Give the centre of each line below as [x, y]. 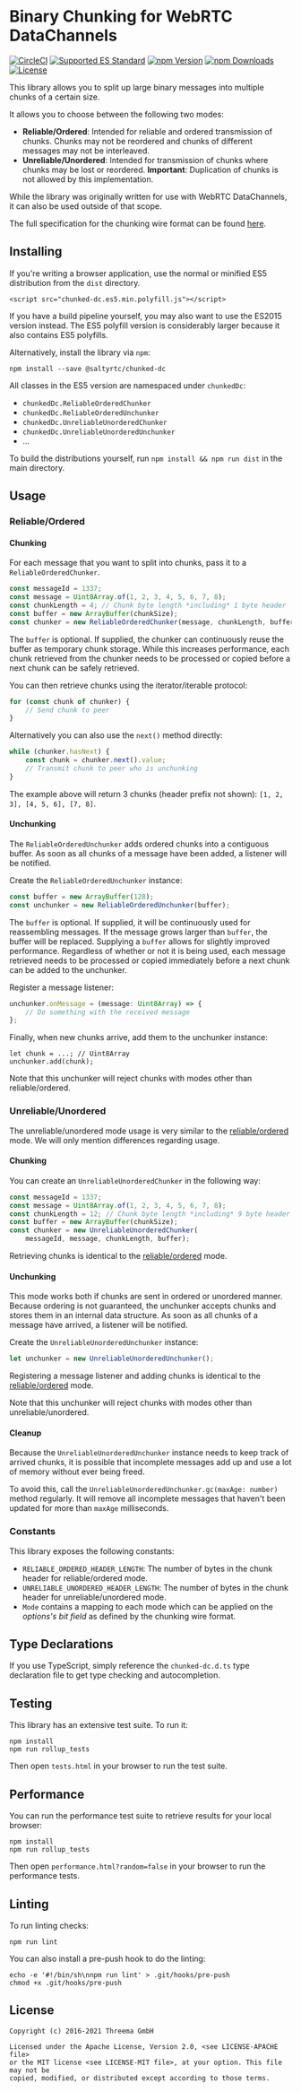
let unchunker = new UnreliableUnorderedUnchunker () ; [112, 1359]
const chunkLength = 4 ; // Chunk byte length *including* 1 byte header [148, 606]
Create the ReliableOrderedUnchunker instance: [96, 880]
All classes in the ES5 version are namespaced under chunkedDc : [128, 385]
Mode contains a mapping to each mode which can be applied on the [147, 1606]
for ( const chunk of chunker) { [69, 701]
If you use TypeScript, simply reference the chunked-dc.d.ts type [129, 1666]
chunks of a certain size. [55, 97]
